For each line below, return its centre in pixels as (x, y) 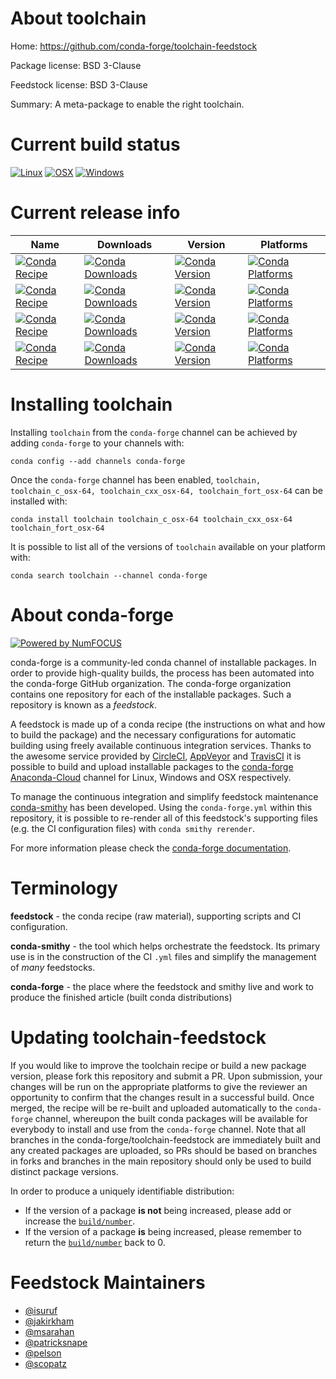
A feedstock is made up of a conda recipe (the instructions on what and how (168, 724)
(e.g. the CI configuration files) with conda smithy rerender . (132, 828)
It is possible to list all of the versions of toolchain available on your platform (168, 546)
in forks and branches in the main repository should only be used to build (161, 1161)
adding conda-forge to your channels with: (97, 443)
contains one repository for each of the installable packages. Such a (151, 694)
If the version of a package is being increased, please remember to (163, 1231)
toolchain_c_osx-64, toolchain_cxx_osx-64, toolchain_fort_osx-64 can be (166, 490)
